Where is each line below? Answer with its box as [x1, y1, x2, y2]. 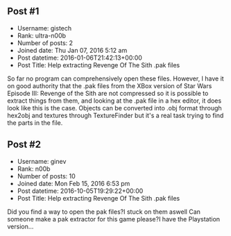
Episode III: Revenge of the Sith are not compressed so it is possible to [7, 89, 209, 97]
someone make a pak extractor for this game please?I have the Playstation [7, 214, 221, 223]
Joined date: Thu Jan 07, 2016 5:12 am [17, 46, 128, 54]
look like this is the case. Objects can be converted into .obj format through [7, 103, 222, 112]
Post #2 [7, 139, 42, 151]
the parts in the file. [7, 118, 63, 127]
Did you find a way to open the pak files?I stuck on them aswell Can [7, 208, 201, 216]
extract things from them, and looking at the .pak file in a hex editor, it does [7, 96, 222, 105]
